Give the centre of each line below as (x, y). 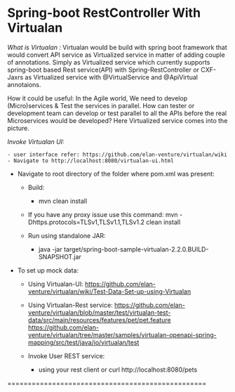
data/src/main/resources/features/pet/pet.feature (99, 320)
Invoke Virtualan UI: (36, 141)
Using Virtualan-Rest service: (70, 305)
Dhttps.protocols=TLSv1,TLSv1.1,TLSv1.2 (86, 222)
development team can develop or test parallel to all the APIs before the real (117, 113)
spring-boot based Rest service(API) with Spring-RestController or (103, 70)
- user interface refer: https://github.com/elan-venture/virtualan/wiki (117, 155)
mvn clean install (63, 201)
